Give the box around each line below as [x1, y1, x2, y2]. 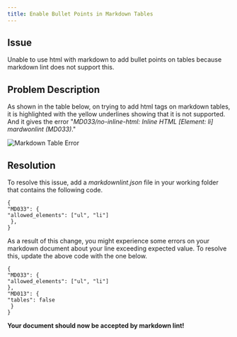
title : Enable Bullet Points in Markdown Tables [7, 10, 154, 18]
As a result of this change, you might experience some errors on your [7, 237, 210, 245]
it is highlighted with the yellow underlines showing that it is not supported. [7, 110, 226, 118]
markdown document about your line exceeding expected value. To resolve [7, 244, 227, 253]
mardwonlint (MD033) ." [7, 125, 76, 133]
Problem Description [7, 83, 100, 96]
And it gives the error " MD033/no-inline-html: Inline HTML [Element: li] [7, 118, 214, 126]
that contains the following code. [7, 186, 103, 194]
